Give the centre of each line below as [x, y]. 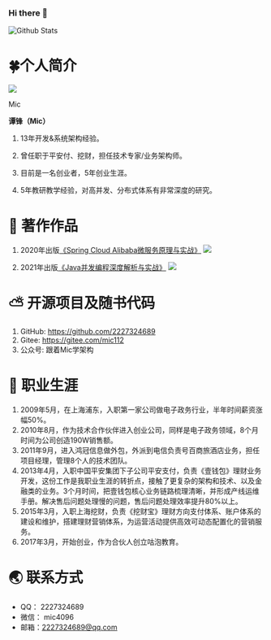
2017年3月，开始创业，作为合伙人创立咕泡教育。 [101, 542]
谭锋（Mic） [29, 121]
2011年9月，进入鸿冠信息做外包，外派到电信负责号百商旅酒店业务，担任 [140, 451]
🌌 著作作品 [43, 226]
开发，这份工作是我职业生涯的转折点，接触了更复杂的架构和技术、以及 [138, 481]
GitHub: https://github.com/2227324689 [88, 332]
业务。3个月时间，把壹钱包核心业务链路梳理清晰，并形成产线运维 [151, 491]
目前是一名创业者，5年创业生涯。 [76, 173]
